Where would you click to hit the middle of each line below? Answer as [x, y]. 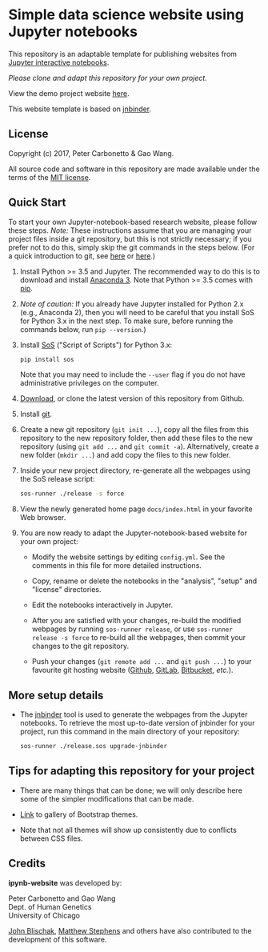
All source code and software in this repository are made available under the [134, 169]
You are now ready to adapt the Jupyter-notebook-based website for [134, 533]
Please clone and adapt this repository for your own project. [108, 78]
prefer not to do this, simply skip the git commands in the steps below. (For [132, 247]
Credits [27, 864]
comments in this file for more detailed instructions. [117, 566]
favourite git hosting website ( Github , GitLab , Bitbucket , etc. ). [132, 670]
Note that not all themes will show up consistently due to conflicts [128, 830]
